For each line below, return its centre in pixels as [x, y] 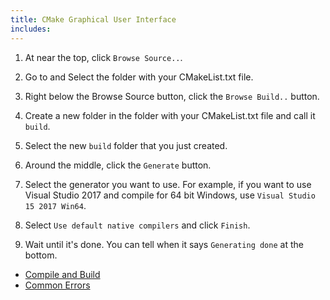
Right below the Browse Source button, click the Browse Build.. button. [172, 96]
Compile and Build [62, 274]
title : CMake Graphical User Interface [93, 19]
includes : [31, 29]
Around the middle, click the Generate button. [118, 165]
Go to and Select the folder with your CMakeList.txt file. [139, 77]
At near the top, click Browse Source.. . [103, 57]
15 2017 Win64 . [55, 205]
